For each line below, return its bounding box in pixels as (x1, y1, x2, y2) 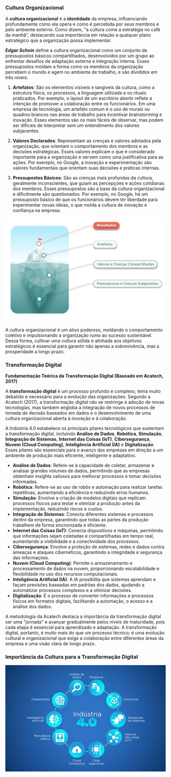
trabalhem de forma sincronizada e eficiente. (12, 522, 107, 528)
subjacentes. (12, 128, 40, 134)
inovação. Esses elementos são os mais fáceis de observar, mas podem (12, 117, 164, 123)
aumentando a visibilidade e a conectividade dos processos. (12, 538, 140, 544)
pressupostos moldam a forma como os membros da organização (5, 63, 144, 70)
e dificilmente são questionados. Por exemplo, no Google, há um (12, 191, 149, 197)
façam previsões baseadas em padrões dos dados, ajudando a (12, 582, 145, 588)
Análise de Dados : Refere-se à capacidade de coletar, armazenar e (12, 462, 155, 468)
